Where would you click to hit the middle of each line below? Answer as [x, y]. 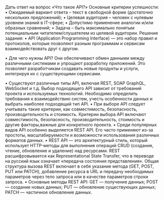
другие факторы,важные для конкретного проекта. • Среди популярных [81, 125]
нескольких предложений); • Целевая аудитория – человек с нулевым [79, 17]
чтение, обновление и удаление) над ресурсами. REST [63, 151]
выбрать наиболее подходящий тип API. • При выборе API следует [75, 104]
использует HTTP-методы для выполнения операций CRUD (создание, [79, 145]
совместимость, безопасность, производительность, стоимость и [75, 120]
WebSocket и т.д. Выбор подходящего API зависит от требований [73, 88]
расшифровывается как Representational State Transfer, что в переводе [80, 156]
